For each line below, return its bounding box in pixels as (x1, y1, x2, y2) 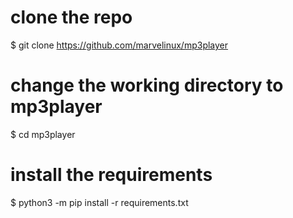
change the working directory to (10, 74, 284, 97)
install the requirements (10, 164, 213, 186)
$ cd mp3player (10, 128, 76, 140)
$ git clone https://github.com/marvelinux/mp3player (10, 39, 229, 51)
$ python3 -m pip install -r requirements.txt (10, 196, 189, 208)
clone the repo (10, 6, 133, 29)
